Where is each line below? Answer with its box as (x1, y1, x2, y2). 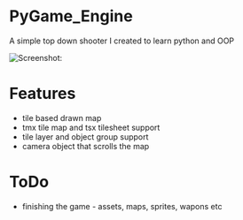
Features (9, 84, 76, 103)
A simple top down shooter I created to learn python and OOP (9, 35, 235, 46)
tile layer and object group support (21, 131, 149, 142)
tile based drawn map (21, 112, 102, 123)
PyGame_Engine (9, 6, 133, 27)
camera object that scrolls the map (21, 140, 150, 151)
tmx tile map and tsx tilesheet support (21, 122, 161, 133)
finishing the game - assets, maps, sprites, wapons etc (21, 201, 223, 211)
